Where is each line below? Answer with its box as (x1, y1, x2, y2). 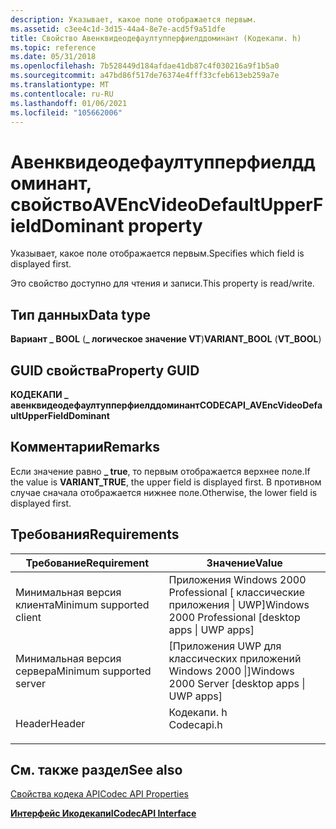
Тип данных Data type (10, 306, 151, 323)
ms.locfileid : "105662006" (10, 107, 123, 118)
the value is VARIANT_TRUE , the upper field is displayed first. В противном (10, 476, 322, 488)
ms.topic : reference (10, 42, 97, 53)
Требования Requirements (10, 526, 180, 543)
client (15, 610, 42, 624)
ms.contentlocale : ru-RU (10, 89, 114, 99)
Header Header (15, 716, 86, 730)
